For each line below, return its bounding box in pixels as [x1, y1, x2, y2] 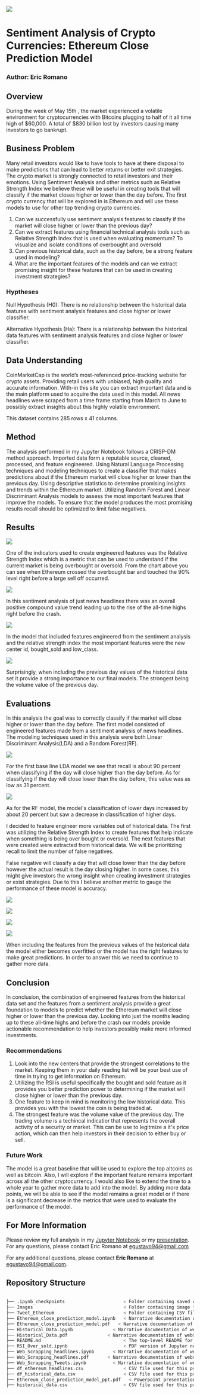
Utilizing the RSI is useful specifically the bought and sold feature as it [14, 1079, 186, 1086]
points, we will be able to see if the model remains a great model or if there [6, 1190, 189, 1197]
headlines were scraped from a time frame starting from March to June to [6, 396, 187, 403]
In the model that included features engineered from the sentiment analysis [6, 633, 190, 640]
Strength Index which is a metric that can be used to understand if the [6, 556, 178, 563]
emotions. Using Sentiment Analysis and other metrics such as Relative [6, 178, 181, 185]
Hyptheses [6, 288, 39, 296]
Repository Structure [6, 1277, 86, 1288]
